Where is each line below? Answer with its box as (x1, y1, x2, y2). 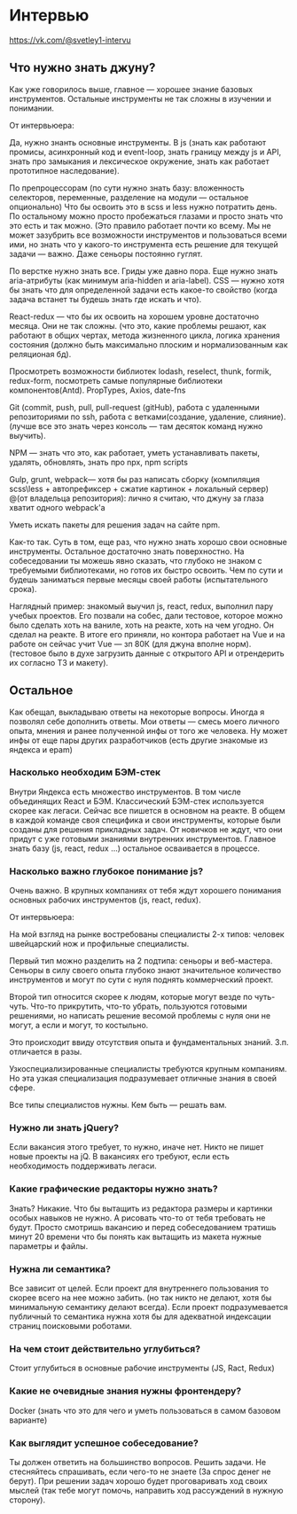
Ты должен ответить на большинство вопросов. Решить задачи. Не (9, 1456, 267, 1467)
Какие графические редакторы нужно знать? (9, 1182, 219, 1195)
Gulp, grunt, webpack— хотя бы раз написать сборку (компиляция (9, 473, 260, 484)
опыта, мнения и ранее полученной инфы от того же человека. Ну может (9, 725, 288, 736)
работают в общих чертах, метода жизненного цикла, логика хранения (9, 330, 281, 340)
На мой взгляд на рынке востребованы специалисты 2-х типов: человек (9, 929, 285, 940)
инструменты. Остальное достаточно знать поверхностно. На (9, 546, 245, 557)
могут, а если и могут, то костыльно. (9, 1020, 149, 1031)
